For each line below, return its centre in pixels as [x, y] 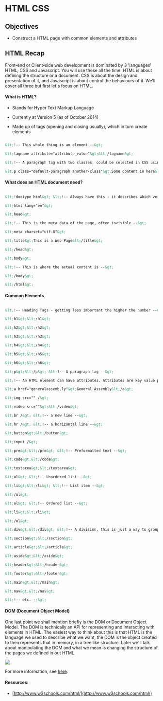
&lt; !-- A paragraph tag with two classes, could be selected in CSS [77, 162]
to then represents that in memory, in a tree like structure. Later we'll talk [78, 642]
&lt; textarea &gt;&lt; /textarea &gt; [41, 468]
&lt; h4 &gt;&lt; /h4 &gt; [28, 345]
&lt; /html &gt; [19, 285]
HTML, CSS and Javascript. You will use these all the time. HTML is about [79, 70]
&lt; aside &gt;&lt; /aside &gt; [34, 556]
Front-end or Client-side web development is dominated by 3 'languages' [78, 65]
